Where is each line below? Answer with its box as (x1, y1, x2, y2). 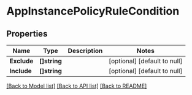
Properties (6, 29, 48, 39)
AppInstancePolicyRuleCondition (6, 4, 180, 18)
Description (67, 47, 103, 55)
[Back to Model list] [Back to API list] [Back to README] (6, 82, 147, 90)
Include (9, 67, 32, 75)
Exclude (9, 57, 34, 65)
